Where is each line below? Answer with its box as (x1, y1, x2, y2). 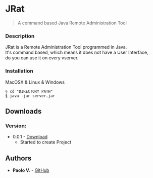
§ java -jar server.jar (5, 93, 56, 98)
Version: (5, 122, 27, 129)
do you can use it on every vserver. (5, 55, 79, 61)
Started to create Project (20, 139, 72, 145)
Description (5, 32, 35, 40)
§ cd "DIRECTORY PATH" (5, 89, 53, 94)
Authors (5, 154, 32, 162)
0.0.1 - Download (12, 134, 48, 140)
